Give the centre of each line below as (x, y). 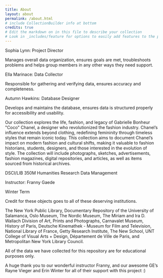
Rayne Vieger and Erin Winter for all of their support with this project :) (75, 270)
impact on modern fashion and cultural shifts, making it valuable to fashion (80, 143)
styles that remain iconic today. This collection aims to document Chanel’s (79, 138)
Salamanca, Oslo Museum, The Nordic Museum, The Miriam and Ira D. (75, 215)
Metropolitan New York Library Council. (44, 241)
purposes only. (20, 256)
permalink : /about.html (29, 18)
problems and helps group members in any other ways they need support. (79, 65)
